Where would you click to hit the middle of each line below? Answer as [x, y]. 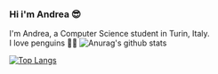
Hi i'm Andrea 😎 [45, 14]
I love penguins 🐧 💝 [44, 43]
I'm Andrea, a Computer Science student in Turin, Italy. [109, 34]
